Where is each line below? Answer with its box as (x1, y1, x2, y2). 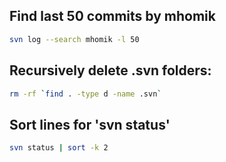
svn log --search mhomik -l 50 (9, 34, 140, 44)
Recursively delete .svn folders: (9, 62, 212, 79)
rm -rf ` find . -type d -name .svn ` (9, 89, 162, 99)
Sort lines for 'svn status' (9, 116, 171, 133)
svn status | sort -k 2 (9, 143, 109, 153)
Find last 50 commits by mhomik (9, 8, 216, 25)
